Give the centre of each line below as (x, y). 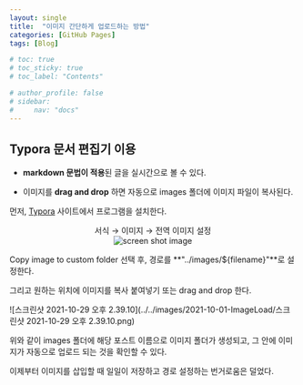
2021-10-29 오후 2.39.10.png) (80, 321)
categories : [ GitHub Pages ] (63, 35)
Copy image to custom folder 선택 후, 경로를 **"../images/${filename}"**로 (147, 259)
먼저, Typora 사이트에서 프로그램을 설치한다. (88, 211)
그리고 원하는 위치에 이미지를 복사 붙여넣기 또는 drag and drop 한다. (131, 290)
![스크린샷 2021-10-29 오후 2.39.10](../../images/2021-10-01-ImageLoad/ (142, 309)
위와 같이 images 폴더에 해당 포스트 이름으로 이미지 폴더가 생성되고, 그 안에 (143, 340)
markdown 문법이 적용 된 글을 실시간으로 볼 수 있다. (114, 173)
